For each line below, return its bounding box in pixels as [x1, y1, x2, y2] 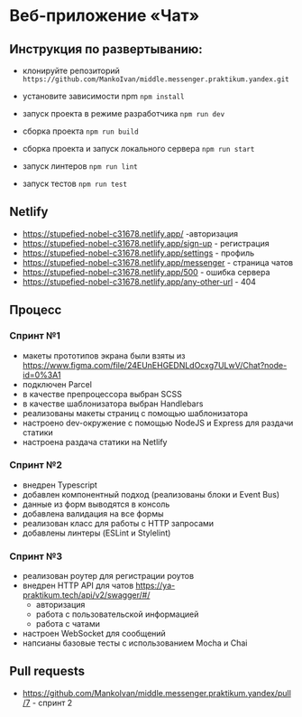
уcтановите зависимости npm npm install [22, 91, 185, 101]
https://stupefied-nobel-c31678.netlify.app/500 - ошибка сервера [22, 266, 270, 277]
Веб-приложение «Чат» [9, 5, 200, 26]
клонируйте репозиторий [22, 65, 120, 76]
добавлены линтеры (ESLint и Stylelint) [22, 527, 171, 538]
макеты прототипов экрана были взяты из [22, 349, 186, 361]
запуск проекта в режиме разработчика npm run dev [22, 108, 225, 118]
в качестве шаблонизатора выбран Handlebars [22, 398, 204, 409]
